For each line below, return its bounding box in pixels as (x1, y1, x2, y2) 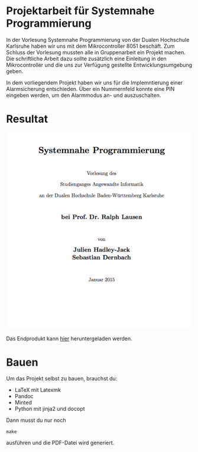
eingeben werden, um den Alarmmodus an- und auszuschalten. (6, 92, 161, 99)
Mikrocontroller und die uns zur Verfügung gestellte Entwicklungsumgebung (6, 61, 193, 69)
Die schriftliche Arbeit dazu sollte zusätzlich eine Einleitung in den (6, 55, 167, 62)
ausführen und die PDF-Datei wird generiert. (6, 439, 115, 447)
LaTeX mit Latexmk (14, 386, 61, 394)
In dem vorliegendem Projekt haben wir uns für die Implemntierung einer (6, 79, 183, 86)
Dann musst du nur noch (6, 417, 66, 424)
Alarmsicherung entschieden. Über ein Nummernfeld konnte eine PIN (6, 85, 175, 92)
